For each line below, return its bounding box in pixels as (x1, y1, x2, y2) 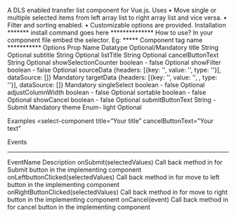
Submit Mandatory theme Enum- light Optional (7, 103, 142, 111)
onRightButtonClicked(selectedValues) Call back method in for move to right (7, 188, 228, 196)
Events (7, 138, 27, 146)
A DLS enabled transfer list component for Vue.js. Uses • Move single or (7, 6, 217, 14)
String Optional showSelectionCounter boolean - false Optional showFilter (7, 58, 221, 66)
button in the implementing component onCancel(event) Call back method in (7, 195, 229, 203)
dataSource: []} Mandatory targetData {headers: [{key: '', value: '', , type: (7, 73, 218, 82)
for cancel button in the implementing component (7, 203, 151, 211)
